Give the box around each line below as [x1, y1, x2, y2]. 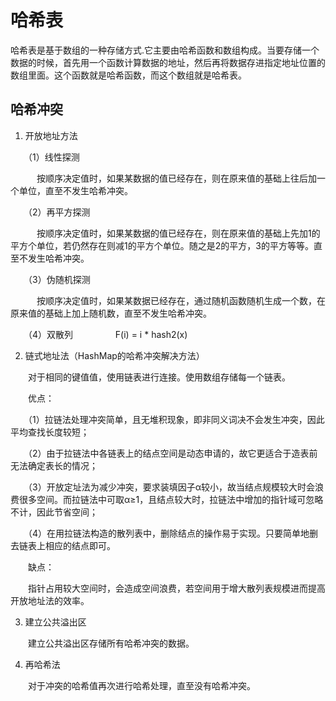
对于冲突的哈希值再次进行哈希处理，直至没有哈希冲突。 [27, 679, 256, 691]
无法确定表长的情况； [10, 459, 98, 471]
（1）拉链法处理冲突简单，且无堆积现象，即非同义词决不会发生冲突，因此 [27, 413, 325, 425]
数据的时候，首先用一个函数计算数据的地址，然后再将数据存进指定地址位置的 [10, 56, 326, 68]
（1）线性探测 [27, 151, 80, 163]
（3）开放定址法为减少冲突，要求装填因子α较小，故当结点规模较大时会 [27, 481, 315, 493]
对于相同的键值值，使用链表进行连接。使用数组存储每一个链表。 [27, 371, 291, 383]
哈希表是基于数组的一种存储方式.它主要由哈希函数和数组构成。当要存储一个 [10, 44, 320, 56]
